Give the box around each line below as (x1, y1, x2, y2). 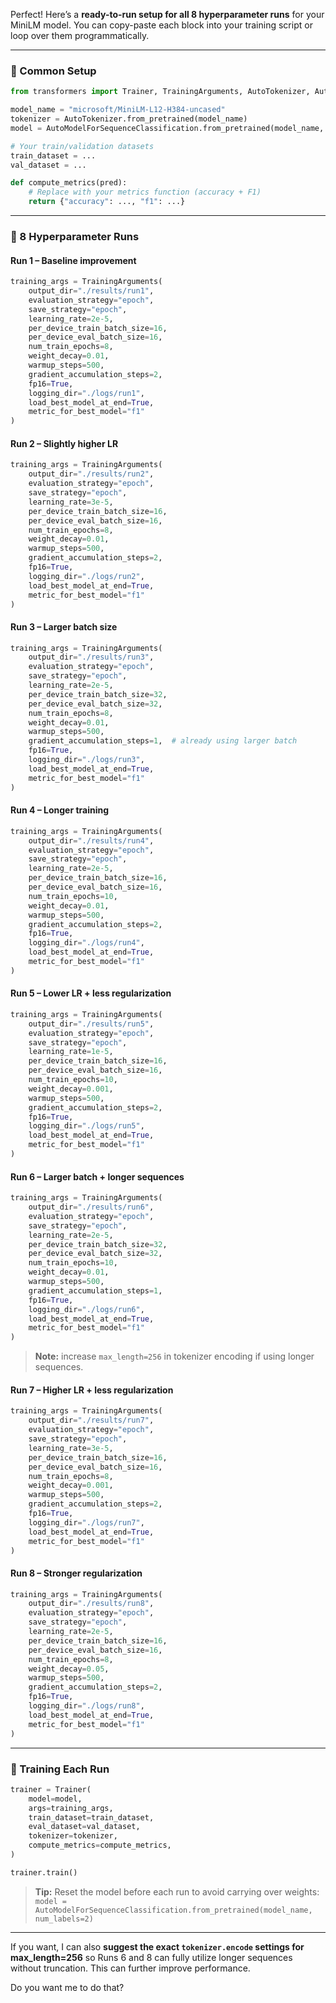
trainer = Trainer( (10, 1784, 92, 1794)
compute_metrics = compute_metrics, (28, 1840, 172, 1851)
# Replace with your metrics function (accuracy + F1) (28, 187, 262, 198)
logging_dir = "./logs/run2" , (28, 571, 145, 581)
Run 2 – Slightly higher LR (10, 437, 119, 449)
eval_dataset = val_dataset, (28, 1822, 141, 1832)
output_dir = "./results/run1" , (28, 286, 155, 296)
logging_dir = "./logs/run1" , (28, 388, 145, 398)
